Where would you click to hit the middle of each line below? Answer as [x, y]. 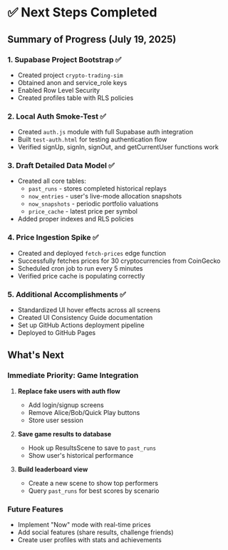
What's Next [36, 355]
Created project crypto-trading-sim [70, 75]
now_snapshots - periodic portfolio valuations [93, 204]
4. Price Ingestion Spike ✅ [53, 238]
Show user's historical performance [81, 455]
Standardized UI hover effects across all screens [89, 310]
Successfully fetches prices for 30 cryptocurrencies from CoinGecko [119, 261]
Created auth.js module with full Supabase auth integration [105, 132]
